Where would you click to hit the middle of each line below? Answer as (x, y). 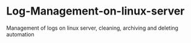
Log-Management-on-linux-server (95, 11)
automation (20, 34)
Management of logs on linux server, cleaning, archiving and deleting (92, 28)
